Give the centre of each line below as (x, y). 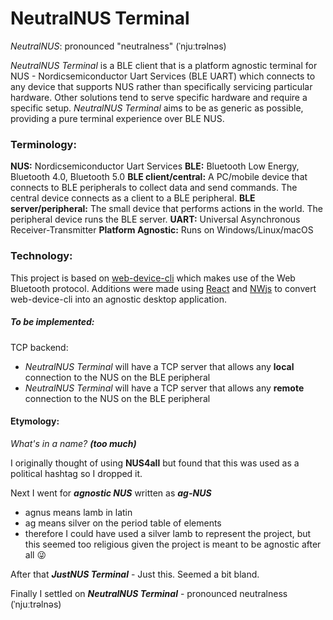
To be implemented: (52, 322)
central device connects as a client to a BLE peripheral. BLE (133, 198)
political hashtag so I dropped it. (76, 473)
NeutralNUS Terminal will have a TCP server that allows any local (159, 366)
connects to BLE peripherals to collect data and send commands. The (154, 188)
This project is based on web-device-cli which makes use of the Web (153, 278)
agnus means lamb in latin (78, 512)
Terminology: (43, 144)
